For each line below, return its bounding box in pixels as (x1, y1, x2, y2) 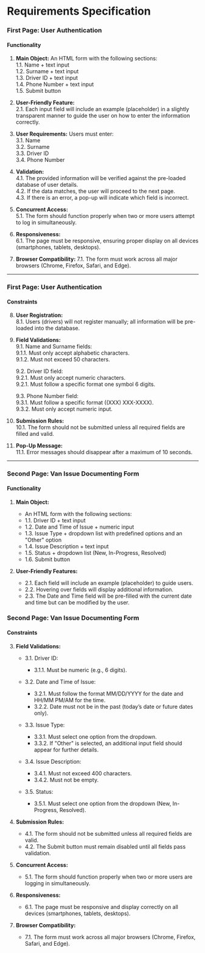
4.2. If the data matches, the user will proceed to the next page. (15, 187, 176, 195)
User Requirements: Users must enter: (15, 130, 114, 138)
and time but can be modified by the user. (24, 598, 130, 606)
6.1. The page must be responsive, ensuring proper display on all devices (15, 237, 199, 245)
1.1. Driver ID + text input (24, 516, 86, 524)
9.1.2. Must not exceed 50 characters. (15, 356, 110, 363)
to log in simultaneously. (15, 219, 77, 226)
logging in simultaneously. (24, 879, 91, 886)
